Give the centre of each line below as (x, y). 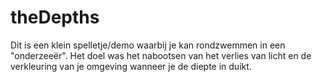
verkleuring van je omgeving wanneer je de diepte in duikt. (131, 66)
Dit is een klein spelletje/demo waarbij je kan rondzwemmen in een (148, 45)
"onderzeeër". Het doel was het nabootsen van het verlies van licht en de (161, 55)
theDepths (55, 17)
